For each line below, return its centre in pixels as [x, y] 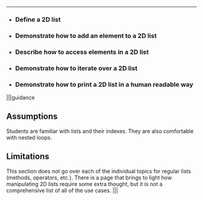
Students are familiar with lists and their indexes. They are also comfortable [100, 131]
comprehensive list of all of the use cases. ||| [62, 190]
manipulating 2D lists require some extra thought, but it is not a [85, 184]
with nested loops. [29, 137]
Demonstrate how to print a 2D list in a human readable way [104, 84]
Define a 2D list [38, 19]
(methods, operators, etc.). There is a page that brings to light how [89, 177]
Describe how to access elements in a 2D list [82, 52]
